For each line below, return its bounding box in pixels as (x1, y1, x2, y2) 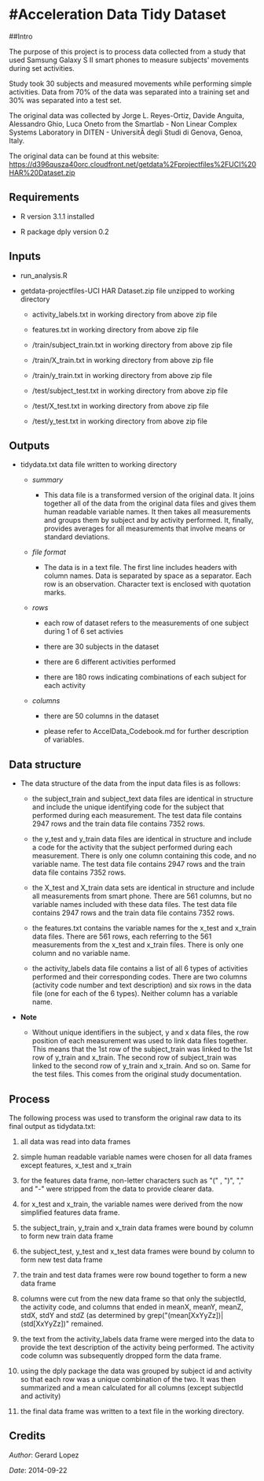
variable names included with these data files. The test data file (31, 900, 237, 909)
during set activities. (9, 63, 75, 72)
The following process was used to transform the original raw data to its (9, 1113, 242, 1123)
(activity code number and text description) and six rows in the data (31, 980, 252, 990)
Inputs (9, 250, 42, 263)
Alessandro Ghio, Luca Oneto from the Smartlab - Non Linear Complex (9, 119, 238, 128)
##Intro (9, 31, 33, 41)
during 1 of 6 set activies (43, 627, 124, 636)
